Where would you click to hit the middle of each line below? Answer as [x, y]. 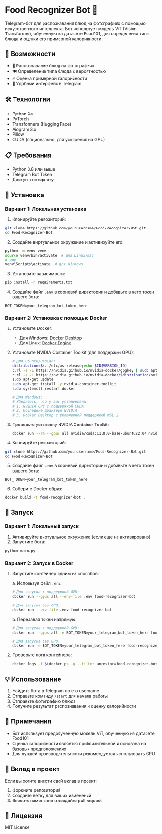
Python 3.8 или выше [34, 169]
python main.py [20, 551]
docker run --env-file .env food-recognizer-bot [62, 610]
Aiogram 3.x [24, 129]
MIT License [17, 827]
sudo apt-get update [33, 379]
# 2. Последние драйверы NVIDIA [44, 411]
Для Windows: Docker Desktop [51, 338]
